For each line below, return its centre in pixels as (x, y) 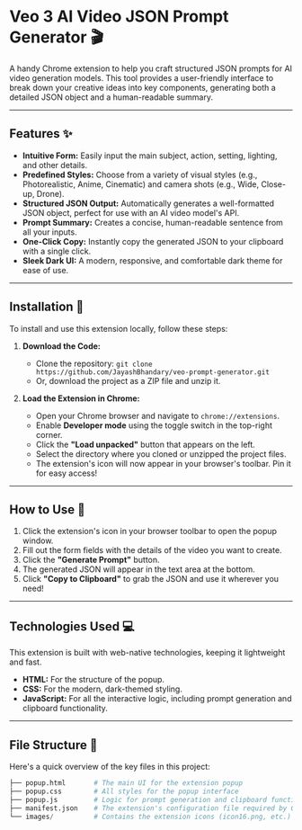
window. (38, 540)
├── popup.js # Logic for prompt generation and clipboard (138, 799)
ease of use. (45, 270)
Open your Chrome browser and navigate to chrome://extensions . (158, 415)
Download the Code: (62, 346)
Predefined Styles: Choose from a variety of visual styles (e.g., (140, 174)
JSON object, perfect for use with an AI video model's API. (131, 212)
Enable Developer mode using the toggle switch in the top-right (154, 425)
